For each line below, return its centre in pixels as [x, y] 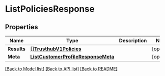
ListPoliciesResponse [50, 9]
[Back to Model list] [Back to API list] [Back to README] [61, 69]
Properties [22, 27]
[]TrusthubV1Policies [56, 49]
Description [133, 41]
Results [17, 49]
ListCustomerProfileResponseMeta [72, 57]
